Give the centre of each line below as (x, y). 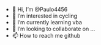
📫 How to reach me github (46, 36)
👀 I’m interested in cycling (45, 16)
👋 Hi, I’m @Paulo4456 (40, 9)
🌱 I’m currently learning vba (47, 22)
